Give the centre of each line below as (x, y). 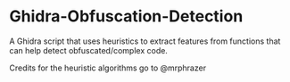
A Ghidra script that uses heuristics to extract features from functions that (145, 41)
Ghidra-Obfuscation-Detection (126, 16)
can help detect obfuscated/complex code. (88, 50)
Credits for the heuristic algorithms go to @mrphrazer (108, 68)
